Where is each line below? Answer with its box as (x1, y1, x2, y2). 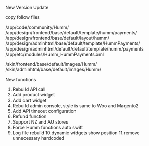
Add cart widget (12, 97, 47, 103)
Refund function (12, 113, 47, 119)
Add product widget (12, 92, 55, 98)
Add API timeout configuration (12, 108, 77, 114)
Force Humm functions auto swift (12, 125, 83, 130)
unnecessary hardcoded (12, 135, 65, 141)
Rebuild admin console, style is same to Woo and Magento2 (12, 103, 139, 109)
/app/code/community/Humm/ (5, 24, 69, 30)
